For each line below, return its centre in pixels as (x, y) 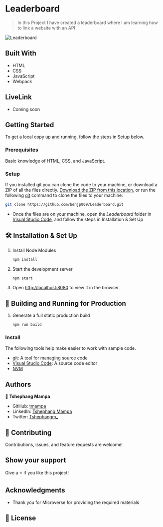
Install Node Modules (34, 250)
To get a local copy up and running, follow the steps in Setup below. (75, 137)
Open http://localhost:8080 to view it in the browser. (66, 288)
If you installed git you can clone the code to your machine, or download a (81, 184)
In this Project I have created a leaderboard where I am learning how (87, 23)
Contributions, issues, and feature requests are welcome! (64, 445)
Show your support (36, 460)
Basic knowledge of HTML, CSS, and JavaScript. (55, 161)
